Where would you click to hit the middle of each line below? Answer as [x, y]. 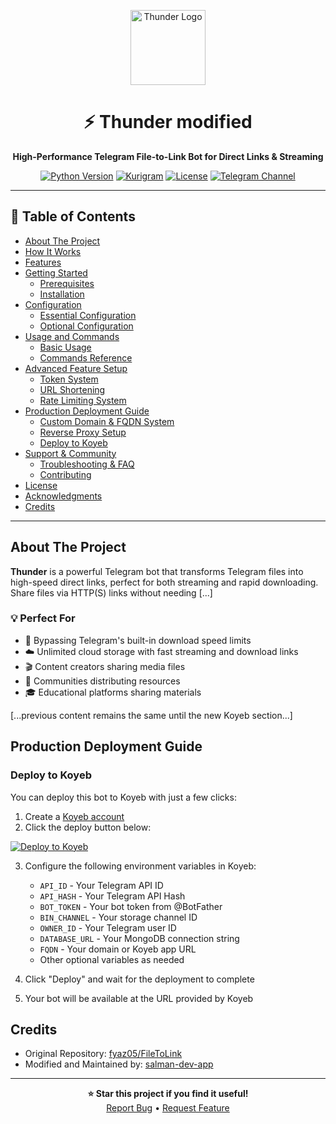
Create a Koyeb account [74, 816]
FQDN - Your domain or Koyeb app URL [118, 949]
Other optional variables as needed [112, 959]
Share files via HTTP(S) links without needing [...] [111, 592]
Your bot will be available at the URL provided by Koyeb [139, 998]
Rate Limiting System [83, 400]
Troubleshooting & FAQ [87, 464]
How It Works [53, 251]
